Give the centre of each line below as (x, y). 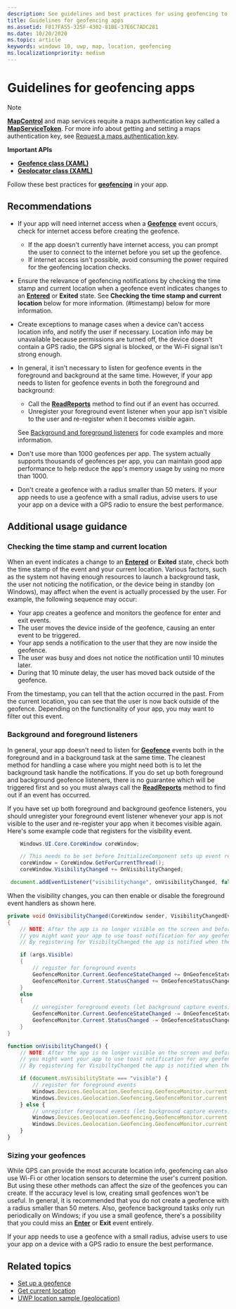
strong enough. (39, 354)
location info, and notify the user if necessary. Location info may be (115, 331)
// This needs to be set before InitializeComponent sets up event (120, 856)
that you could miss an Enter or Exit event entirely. (80, 1223)
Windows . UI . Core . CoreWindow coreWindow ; (80, 844)
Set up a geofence (44, 1283)
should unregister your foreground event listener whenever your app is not (115, 816)
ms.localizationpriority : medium (56, 53)
